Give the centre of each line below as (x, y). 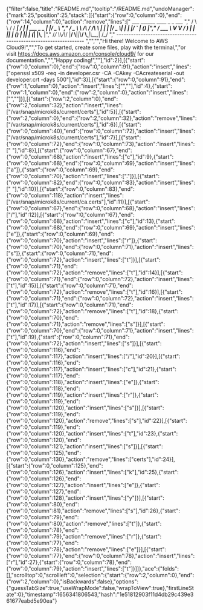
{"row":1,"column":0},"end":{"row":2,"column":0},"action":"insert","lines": (97, 92)
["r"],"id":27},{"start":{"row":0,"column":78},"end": (69, 562)
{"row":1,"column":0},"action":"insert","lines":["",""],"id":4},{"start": (89, 86)
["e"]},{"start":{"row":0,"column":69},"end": (60, 234)
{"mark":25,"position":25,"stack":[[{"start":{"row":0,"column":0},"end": (94, 15)
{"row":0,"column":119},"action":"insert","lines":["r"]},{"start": (82, 395)
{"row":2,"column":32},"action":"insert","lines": (64, 105)
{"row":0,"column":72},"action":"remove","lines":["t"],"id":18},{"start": (93, 311)
